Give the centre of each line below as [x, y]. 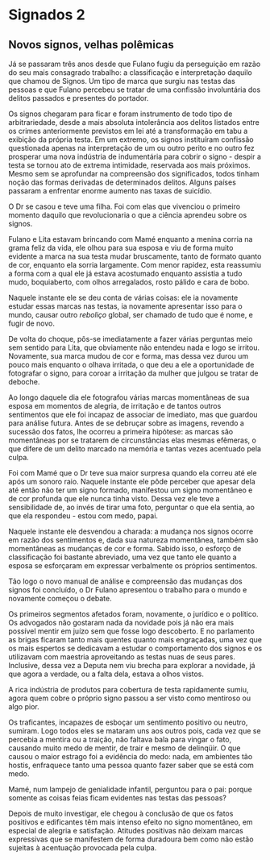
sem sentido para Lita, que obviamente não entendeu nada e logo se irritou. [134, 347]
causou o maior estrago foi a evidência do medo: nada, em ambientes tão [131, 756]
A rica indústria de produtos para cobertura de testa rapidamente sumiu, [129, 690]
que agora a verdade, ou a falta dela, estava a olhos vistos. [106, 674]
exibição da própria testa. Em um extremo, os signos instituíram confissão [131, 139]
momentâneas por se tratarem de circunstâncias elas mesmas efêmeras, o [132, 440]
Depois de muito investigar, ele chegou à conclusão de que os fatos [121, 813]
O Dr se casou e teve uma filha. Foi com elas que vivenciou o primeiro [124, 206]
